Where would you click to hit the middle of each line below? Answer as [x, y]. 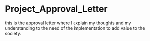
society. [13, 33]
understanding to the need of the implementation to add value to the [75, 28]
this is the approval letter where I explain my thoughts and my [68, 23]
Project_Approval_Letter [56, 9]
